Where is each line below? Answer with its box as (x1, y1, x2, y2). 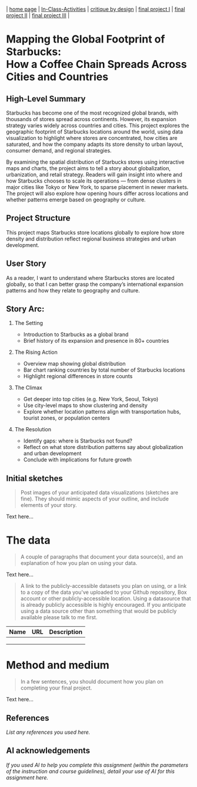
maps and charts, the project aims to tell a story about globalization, (6, 165, 171, 171)
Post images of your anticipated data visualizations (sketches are (20, 489, 179, 496)
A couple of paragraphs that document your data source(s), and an (20, 553, 183, 561)
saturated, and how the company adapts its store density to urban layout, (6, 141, 183, 148)
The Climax (14, 384, 42, 391)
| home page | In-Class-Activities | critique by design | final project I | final (6, 6, 185, 12)
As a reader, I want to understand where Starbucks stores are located (6, 274, 175, 281)
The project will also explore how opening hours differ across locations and (6, 190, 189, 197)
